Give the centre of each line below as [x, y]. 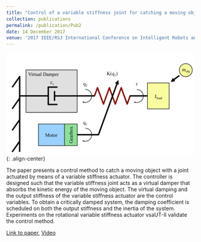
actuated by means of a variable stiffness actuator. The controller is [89, 177]
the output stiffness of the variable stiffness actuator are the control [90, 196]
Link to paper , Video [31, 233]
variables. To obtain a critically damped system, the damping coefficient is [98, 202]
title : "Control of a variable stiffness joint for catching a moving [96, 13]
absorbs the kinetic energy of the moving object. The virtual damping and [97, 189]
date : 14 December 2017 [36, 32]
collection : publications [38, 19]
